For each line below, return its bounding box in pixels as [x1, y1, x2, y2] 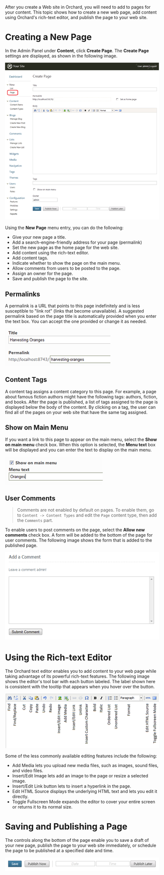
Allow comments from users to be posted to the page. [12, 266, 121, 271]
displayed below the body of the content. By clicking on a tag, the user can [5, 404, 156, 410]
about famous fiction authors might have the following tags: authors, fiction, [5, 394, 158, 399]
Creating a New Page [5, 32, 92, 43]
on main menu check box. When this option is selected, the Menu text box [5, 441, 156, 447]
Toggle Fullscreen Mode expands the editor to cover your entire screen [12, 798, 155, 805]
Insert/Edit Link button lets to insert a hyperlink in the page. [12, 783, 131, 789]
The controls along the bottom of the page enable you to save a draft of [5, 837, 149, 843]
